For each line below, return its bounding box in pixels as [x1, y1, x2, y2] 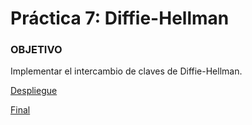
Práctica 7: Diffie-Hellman [10, 7, 230, 30]
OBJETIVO [10, 43, 63, 57]
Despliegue [10, 85, 58, 97]
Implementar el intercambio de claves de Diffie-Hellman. [10, 65, 243, 77]
